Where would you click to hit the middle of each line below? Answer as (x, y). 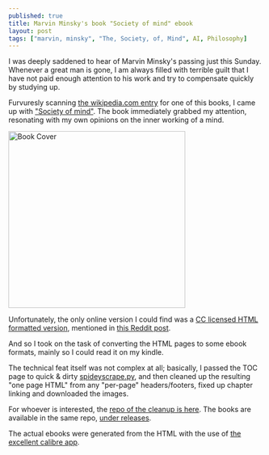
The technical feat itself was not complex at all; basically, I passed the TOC (133, 368)
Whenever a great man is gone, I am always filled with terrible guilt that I (128, 70)
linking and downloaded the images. (69, 394)
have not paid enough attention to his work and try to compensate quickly (131, 78)
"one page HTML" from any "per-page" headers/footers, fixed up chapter (130, 385)
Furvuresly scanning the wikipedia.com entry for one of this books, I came (132, 103)
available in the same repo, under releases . (80, 418)
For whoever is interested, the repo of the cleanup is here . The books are (130, 410)
